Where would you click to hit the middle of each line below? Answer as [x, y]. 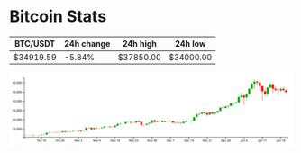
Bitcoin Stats [58, 17]
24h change [87, 44]
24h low [190, 44]
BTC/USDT [35, 44]
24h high [140, 44]
